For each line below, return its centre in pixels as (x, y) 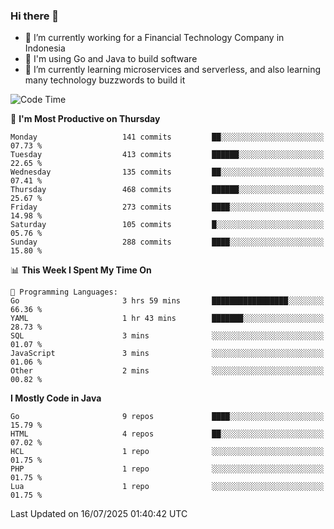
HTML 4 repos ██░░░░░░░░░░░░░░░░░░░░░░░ (167, 434)
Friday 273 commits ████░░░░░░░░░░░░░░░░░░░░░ (167, 207)
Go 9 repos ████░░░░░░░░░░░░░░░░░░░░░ (167, 417)
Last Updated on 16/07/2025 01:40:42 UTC (99, 514)
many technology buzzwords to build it (105, 80)
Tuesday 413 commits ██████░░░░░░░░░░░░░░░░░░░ (167, 155)
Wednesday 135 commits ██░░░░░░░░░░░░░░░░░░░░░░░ (167, 172)
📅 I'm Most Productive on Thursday (85, 119)
